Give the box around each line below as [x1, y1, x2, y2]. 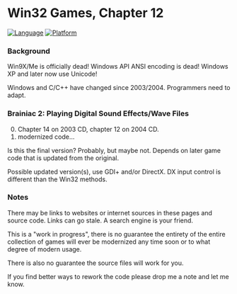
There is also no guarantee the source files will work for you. [7, 259, 184, 267]
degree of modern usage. [7, 244, 82, 253]
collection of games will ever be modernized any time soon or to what [7, 237, 211, 246]
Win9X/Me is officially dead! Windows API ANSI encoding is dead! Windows [7, 62, 229, 71]
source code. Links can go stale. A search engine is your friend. [7, 216, 193, 225]
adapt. [7, 91, 26, 100]
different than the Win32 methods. [7, 175, 108, 183]
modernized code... [17, 132, 75, 141]
